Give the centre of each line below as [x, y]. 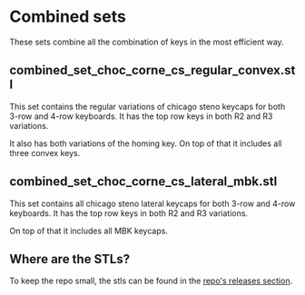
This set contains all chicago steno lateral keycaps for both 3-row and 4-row [152, 203]
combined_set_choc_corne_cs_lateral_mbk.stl [143, 182]
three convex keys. [45, 152]
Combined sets [68, 17]
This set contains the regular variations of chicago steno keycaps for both [148, 106]
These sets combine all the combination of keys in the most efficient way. [147, 42]
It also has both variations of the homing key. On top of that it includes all [146, 143]
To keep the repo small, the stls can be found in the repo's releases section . [151, 281]
